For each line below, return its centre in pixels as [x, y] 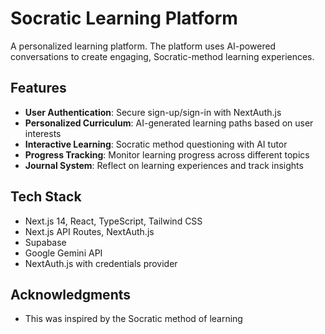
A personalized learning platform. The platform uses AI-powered [143, 46]
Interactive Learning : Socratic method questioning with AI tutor [156, 144]
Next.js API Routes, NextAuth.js [89, 231]
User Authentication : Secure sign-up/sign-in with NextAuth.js [153, 112]
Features [38, 88]
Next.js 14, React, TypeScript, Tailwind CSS [113, 221]
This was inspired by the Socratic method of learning [133, 319]
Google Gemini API [63, 253]
